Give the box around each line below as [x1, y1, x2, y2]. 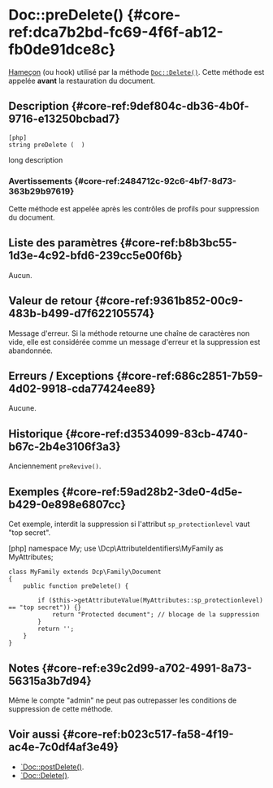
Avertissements [8, 175, 73, 186]
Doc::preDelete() [8, 6, 124, 24]
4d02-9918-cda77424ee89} [8, 382, 156, 396]
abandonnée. [8, 346, 53, 355]
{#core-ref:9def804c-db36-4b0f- [71, 99, 249, 113]
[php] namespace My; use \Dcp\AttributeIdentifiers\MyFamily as [8, 543, 223, 554]
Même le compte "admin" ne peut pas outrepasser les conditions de [8, 695, 237, 705]
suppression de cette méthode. [8, 703, 114, 713]
